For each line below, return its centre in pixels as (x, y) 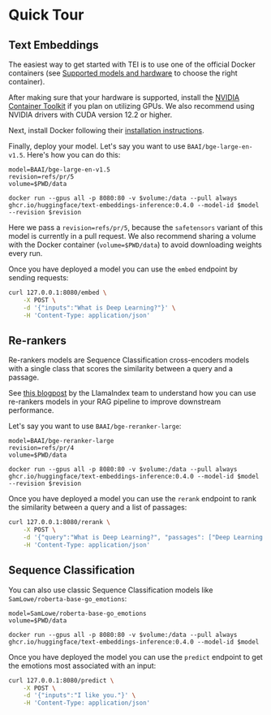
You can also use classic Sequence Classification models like (111, 590)
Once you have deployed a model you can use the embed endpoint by (123, 269)
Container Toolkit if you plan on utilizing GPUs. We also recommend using (131, 106)
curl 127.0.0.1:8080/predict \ (61, 680)
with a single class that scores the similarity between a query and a (121, 369)
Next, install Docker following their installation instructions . (106, 130)
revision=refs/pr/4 (41, 448)
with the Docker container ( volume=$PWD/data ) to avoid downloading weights (135, 245)
